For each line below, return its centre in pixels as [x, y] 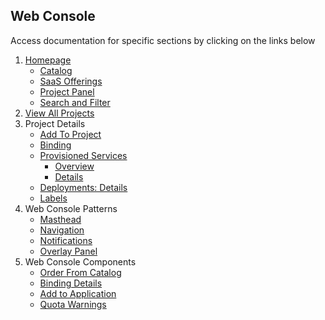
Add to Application [78, 293]
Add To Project [70, 134]
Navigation [62, 230]
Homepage [48, 60]
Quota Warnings [73, 304]
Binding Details [71, 283]
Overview [74, 166]
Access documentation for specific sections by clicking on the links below [163, 40]
